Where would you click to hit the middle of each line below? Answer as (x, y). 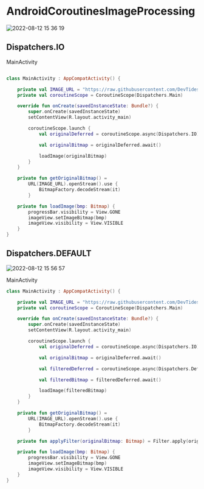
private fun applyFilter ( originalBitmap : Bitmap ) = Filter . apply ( (103, 441)
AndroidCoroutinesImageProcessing (101, 11)
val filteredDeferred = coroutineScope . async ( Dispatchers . (115, 369)
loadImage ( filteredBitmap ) (73, 391)
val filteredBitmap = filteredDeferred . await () (100, 380)
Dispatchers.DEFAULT (49, 254)
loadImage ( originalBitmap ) (73, 156)
